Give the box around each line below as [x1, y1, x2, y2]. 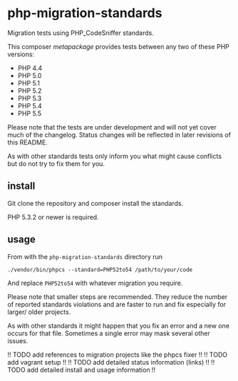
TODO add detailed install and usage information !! [7, 365, 155, 374]
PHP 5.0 [17, 71, 42, 80]
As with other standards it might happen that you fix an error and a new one [7, 321, 230, 330]
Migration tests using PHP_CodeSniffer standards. [7, 28, 155, 37]
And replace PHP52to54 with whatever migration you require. [7, 278, 183, 287]
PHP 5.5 [17, 109, 42, 118]
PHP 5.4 [17, 101, 43, 110]
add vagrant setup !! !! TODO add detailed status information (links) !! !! [7, 357, 215, 366]
